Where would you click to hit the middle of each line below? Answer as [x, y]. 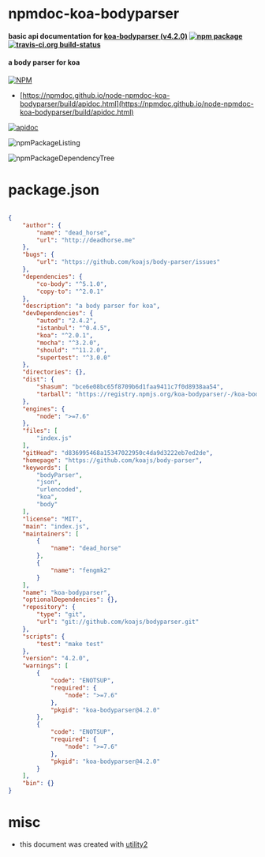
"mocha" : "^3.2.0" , [69, 343]
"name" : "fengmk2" [80, 570]
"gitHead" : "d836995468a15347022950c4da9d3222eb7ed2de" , [118, 453]
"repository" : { [49, 607]
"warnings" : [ [45, 666]
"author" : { [42, 225]
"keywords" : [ [45, 468]
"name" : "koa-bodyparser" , [67, 592]
